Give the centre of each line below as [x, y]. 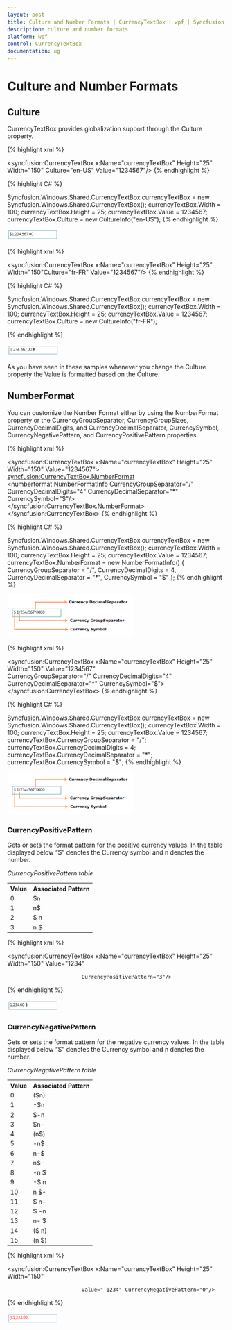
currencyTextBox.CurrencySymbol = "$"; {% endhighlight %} [94, 762]
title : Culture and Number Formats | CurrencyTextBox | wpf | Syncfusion [116, 22]
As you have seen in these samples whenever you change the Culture [107, 367]
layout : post [26, 15]
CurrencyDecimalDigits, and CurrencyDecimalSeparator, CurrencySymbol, [113, 428]
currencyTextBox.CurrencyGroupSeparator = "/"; [77, 740]
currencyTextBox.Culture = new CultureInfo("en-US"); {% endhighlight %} [113, 219]
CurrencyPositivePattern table [50, 873]
